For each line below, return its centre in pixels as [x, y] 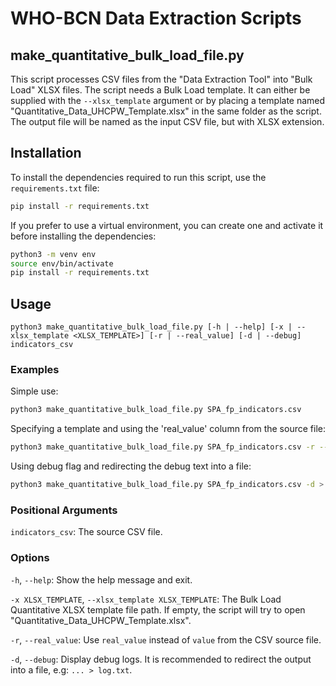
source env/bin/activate [62, 263]
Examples [35, 370]
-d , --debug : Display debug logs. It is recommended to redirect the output [161, 659]
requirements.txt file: [55, 188]
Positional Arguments [64, 510]
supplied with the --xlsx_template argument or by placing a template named [168, 100]
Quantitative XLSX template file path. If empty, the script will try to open [158, 609]
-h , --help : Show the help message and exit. [101, 579]
